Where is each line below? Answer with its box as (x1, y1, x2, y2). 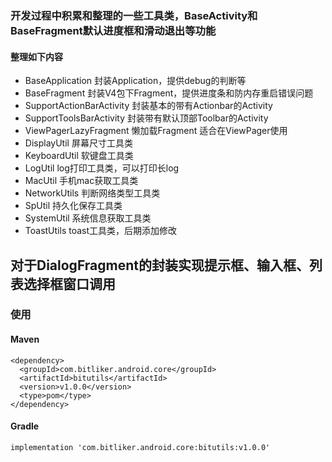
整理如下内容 (10, 50, 63, 62)
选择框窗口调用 (23, 275, 116, 292)
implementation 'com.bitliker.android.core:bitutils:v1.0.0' (10, 442, 271, 452)
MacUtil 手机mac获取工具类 (24, 175, 139, 187)
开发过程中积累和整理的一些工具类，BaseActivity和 (10, 8, 258, 22)
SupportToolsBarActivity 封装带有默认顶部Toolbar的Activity (24, 112, 269, 124)
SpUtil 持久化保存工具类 (24, 200, 123, 212)
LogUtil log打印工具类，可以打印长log (24, 162, 180, 174)
